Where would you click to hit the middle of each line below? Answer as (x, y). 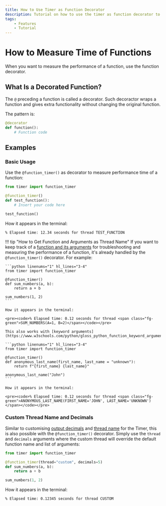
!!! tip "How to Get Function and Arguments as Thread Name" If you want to (82, 242)
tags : (11, 19)
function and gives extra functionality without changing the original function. (83, 104)
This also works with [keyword (37, 331)
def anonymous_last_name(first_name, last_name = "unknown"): (70, 362)
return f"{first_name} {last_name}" (52, 366)
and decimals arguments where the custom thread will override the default (81, 439)
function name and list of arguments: (42, 444)
